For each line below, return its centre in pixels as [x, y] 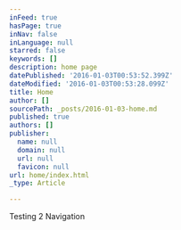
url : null [35, 158]
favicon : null [43, 167]
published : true [39, 117]
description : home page [53, 68]
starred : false [37, 51]
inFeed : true [33, 17]
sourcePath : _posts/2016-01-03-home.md [83, 109]
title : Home [31, 92]
